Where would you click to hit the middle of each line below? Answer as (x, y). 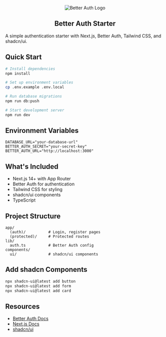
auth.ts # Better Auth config (52, 246)
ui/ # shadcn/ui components (54, 254)
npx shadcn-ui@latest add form (38, 286)
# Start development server (35, 110)
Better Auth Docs (31, 319)
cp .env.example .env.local (35, 87)
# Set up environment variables (39, 83)
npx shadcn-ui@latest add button (40, 281)
